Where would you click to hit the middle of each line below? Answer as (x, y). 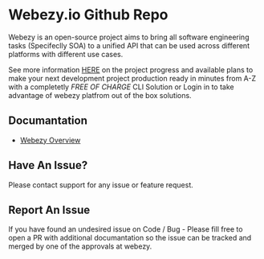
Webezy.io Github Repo (88, 15)
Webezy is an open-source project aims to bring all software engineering (129, 37)
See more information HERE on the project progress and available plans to (131, 69)
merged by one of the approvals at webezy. (80, 246)
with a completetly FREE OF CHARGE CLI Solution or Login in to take (121, 87)
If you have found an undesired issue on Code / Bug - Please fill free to (126, 229)
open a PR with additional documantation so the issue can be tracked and (130, 238)
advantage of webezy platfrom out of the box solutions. (100, 95)
